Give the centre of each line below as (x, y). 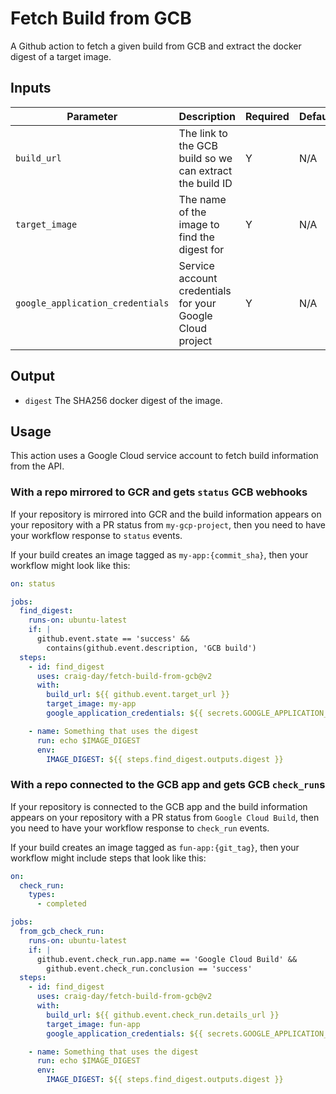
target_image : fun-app (93, 1024)
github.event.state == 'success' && (113, 639)
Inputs (31, 88)
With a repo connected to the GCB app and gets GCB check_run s (168, 785)
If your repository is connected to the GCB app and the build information (159, 806)
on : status (33, 583)
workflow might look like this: (70, 565)
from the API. (37, 466)
